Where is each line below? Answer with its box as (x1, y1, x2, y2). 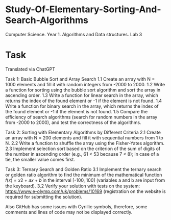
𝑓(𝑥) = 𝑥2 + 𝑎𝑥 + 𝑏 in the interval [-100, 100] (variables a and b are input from (5, 177, 165, 183)
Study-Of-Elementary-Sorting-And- (5, 4, 161, 15)
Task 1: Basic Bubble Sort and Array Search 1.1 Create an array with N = (5, 76, 155, 82)
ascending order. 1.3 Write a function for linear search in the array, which (5, 92, 158, 98)
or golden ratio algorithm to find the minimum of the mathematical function (5, 172, 162, 178)
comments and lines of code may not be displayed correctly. (5, 209, 133, 215)
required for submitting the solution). (5, 193, 83, 200)
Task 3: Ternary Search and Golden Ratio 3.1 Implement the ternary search (5, 166, 162, 172)
